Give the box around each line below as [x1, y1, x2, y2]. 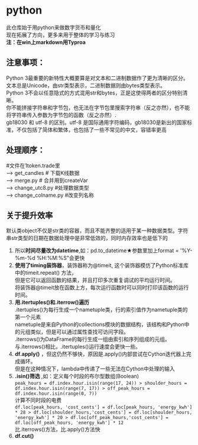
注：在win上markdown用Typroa [6, 38, 86, 46]
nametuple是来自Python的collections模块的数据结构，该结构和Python [14, 321, 184, 328]
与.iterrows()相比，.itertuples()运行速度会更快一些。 [14, 343, 141, 350]
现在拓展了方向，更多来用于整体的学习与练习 [6, 31, 115, 38]
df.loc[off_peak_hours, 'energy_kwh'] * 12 [14, 420, 124, 426]
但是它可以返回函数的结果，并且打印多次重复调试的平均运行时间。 [14, 277, 176, 284]
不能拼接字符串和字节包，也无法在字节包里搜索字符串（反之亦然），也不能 [11, 104, 190, 111]
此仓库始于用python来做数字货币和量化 [6, 24, 101, 31]
